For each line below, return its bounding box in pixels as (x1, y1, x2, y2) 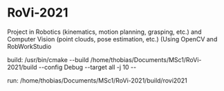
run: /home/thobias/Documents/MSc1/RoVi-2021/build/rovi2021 (7, 76, 188, 84)
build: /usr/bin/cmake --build (7, 55, 89, 63)
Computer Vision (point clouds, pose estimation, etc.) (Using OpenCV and (7, 34, 218, 43)
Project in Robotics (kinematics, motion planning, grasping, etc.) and (7, 28, 202, 36)
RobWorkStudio (7, 42, 52, 50)
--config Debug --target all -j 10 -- (38, 63, 137, 71)
